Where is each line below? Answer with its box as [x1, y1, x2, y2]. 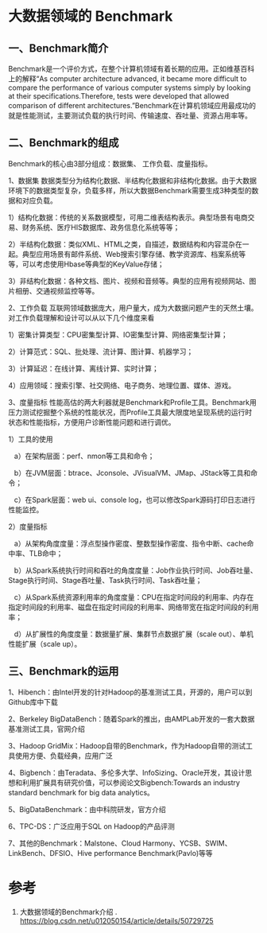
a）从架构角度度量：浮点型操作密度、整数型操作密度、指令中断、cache [14, 538, 248, 548]
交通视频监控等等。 [35, 286, 99, 295]
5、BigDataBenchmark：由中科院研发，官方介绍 [8, 804, 167, 814]
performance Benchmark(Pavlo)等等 [94, 848, 213, 857]
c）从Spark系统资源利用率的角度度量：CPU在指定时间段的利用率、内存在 [14, 592, 254, 601]
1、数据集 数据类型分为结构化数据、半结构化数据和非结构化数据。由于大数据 [8, 176, 257, 185]
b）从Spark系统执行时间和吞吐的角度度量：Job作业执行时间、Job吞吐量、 [14, 566, 258, 575]
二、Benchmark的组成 [8, 136, 119, 150]
